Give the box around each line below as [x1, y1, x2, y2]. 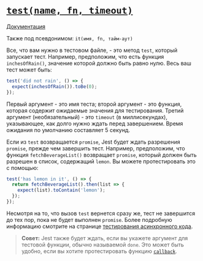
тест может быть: [6, 66, 52, 73]
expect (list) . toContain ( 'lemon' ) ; [17, 187, 105, 194]
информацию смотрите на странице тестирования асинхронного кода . [6, 222, 193, 230]
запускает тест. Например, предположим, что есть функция [6, 53, 164, 60]
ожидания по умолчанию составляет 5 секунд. [6, 126, 131, 133]
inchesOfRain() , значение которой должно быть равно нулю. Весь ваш [6, 59, 191, 67]
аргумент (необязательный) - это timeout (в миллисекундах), [6, 113, 167, 120]
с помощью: [6, 164, 39, 171]
